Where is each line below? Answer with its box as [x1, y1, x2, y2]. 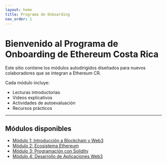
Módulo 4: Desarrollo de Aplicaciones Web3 [12, 154, 103, 160]
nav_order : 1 [5, 16, 32, 21]
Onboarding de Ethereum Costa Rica [5, 48, 159, 60]
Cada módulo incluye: [5, 80, 50, 86]
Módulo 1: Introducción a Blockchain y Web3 [12, 138, 104, 144]
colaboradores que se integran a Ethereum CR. [5, 70, 101, 76]
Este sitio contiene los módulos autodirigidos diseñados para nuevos [5, 65, 146, 71]
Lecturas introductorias [12, 89, 61, 95]
